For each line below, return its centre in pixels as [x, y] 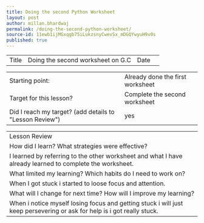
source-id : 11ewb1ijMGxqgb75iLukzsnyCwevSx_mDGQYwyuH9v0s [81, 35]
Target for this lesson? [41, 98]
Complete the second [155, 94]
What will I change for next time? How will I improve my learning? [102, 193]
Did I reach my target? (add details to [62, 112]
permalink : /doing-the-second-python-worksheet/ [69, 29]
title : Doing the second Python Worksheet [61, 12]
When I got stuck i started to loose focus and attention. [87, 183]
